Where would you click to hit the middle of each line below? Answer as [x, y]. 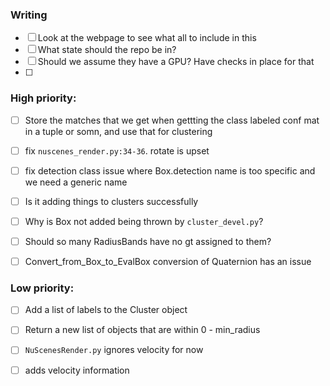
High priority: [43, 98]
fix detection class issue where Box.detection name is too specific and [170, 170]
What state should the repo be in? [107, 50]
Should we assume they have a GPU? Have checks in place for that [176, 62]
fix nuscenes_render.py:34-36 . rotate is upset [117, 150]
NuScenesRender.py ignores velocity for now [114, 350]
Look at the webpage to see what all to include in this [147, 38]
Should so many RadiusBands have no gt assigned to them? [148, 241]
